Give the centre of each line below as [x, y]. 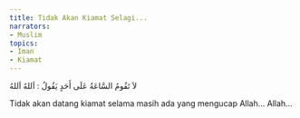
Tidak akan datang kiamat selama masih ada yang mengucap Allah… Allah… [151, 103]
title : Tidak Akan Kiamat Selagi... [78, 18]
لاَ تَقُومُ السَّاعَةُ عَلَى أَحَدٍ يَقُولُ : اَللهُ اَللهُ [73, 86]
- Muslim [26, 34]
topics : [24, 43]
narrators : [30, 26]
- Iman [22, 52]
